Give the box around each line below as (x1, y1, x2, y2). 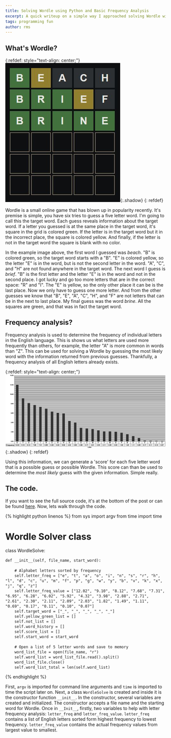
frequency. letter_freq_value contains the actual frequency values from (5, 722, 158, 728)
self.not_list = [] (14, 619, 56, 625)
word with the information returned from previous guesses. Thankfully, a (5, 353, 157, 359)
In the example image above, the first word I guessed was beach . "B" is (5, 249, 155, 256)
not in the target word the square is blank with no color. (5, 240, 121, 246)
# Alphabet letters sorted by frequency (14, 568, 101, 574)
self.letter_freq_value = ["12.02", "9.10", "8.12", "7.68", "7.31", (14, 588, 165, 594)
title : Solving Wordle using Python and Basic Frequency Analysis (5, 8, 149, 13)
